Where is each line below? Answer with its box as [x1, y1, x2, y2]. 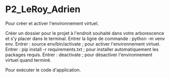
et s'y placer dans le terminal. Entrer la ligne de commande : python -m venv [5, 35, 165, 42]
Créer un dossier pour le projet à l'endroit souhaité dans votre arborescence [5, 30, 164, 36]
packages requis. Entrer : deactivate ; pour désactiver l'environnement [5, 52, 153, 58]
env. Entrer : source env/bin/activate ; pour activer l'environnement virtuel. [5, 41, 161, 47]
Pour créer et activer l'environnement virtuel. [5, 20, 99, 26]
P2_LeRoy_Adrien [5, 4, 81, 15]
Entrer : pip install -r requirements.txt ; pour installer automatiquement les [5, 46, 159, 52]
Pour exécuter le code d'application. [5, 67, 81, 73]
